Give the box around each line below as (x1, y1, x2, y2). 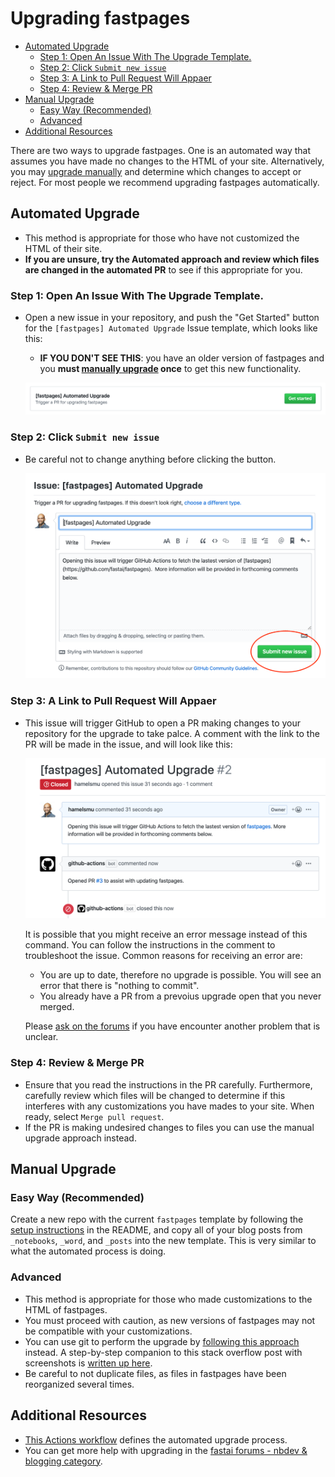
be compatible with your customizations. (24, 1325, 193, 1337)
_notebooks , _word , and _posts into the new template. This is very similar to (10, 1235, 317, 1247)
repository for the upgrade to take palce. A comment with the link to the (24, 727, 320, 739)
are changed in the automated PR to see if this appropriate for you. (24, 263, 303, 276)
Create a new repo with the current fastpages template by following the (10, 1213, 304, 1226)
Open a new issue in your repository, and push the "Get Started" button (24, 312, 320, 324)
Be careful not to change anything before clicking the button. (24, 453, 277, 465)
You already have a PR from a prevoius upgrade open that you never (39, 990, 322, 1002)
